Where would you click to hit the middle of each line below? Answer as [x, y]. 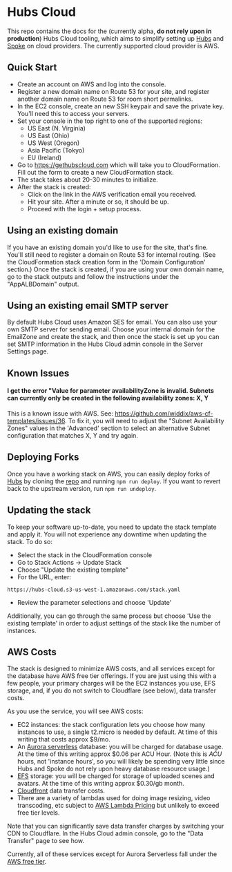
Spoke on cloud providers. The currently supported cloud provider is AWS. [113, 46]
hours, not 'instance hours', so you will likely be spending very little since [121, 762]
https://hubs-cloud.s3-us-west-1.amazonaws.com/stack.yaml [94, 590]
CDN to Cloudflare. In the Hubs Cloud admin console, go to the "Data [105, 833]
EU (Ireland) [45, 157]
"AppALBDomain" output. [43, 284]
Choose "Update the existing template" [73, 570]
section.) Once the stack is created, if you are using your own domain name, [116, 269]
